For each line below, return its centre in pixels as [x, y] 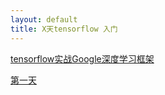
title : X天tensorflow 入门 [64, 29]
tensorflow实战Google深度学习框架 [82, 58]
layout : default [44, 19]
